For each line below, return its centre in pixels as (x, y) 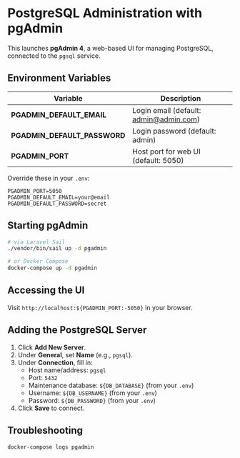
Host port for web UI (166, 151)
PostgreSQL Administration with (105, 13)
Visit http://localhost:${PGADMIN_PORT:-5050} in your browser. (100, 307)
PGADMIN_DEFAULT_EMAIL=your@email (59, 197)
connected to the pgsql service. (54, 56)
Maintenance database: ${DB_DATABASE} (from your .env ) (111, 385)
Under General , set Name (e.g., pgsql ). (75, 354)
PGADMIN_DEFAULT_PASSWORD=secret (57, 204)
